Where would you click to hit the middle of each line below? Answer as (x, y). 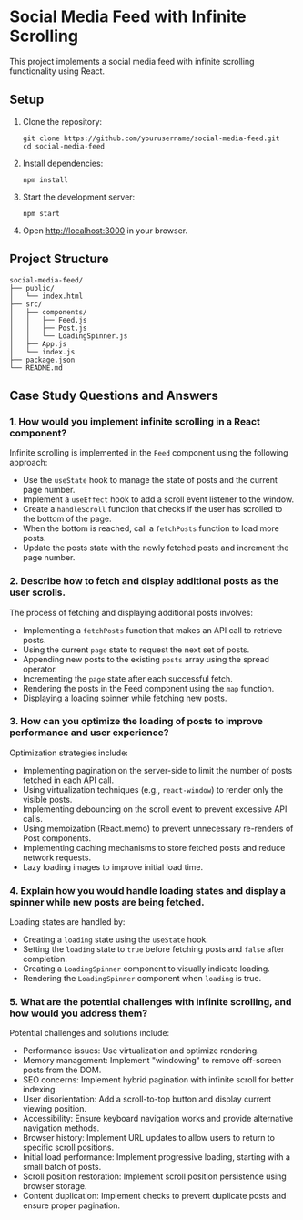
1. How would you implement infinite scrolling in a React (135, 421)
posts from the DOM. (62, 1070)
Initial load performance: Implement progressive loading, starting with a (157, 1157)
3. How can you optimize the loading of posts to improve (136, 722)
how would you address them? (79, 1013)
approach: (29, 463)
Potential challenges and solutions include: (90, 1033)
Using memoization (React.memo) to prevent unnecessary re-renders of (158, 828)
